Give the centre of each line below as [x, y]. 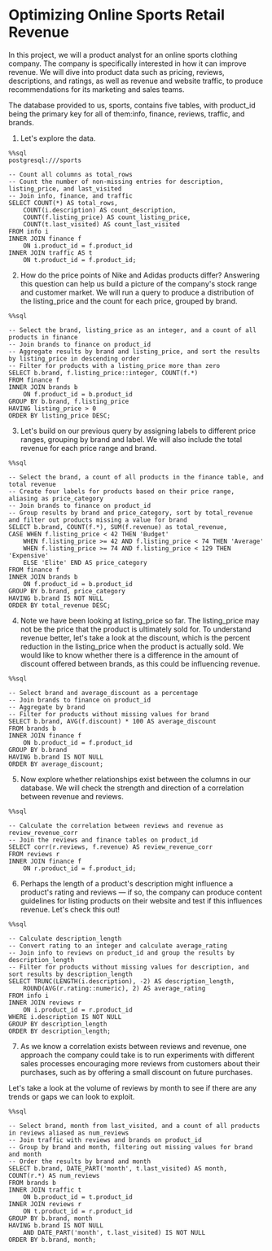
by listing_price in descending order [74, 359]
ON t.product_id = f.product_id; [80, 260]
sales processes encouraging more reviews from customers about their [140, 1063]
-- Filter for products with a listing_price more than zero [114, 365]
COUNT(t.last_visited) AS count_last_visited [102, 224]
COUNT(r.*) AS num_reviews [54, 1175]
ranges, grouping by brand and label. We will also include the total [131, 439]
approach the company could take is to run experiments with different [137, 1055]
